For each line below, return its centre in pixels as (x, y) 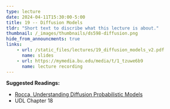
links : (14, 45)
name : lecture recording (52, 66)
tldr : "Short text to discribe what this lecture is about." (83, 28)
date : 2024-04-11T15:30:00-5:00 (46, 17)
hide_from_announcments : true (43, 39)
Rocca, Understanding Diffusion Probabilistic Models (79, 94)
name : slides (38, 55)
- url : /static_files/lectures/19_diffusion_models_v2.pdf (91, 50)
